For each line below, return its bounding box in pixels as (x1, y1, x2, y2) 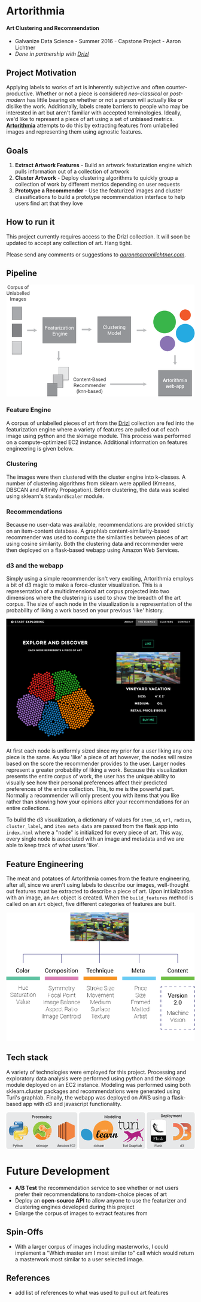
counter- (166, 84, 188, 91)
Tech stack (6, 1053, 48, 1063)
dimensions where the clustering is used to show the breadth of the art (6, 594, 181, 602)
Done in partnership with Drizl (14, 50, 89, 58)
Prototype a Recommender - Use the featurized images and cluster (14, 187, 182, 194)
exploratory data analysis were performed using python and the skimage (6, 1074, 185, 1082)
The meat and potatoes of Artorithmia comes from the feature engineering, (6, 875, 191, 882)
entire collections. (6, 805, 50, 812)
